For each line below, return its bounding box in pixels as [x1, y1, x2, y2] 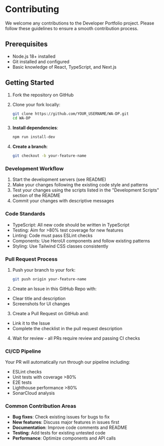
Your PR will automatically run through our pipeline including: [5, 359, 131, 365]
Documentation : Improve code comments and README [12, 424, 128, 430]
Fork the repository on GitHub [12, 92, 74, 98]
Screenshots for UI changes [12, 301, 70, 307]
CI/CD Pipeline [5, 347, 41, 354]
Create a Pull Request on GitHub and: [12, 310, 89, 316]
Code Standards [5, 210, 46, 217]
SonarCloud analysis [12, 390, 55, 396]
